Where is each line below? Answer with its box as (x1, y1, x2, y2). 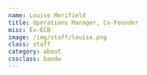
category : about (8, 48, 61, 55)
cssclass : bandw (8, 55, 61, 63)
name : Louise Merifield (8, 11, 86, 20)
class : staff (8, 41, 51, 48)
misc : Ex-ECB (8, 26, 51, 34)
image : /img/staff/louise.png (8, 33, 108, 41)
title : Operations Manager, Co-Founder (8, 19, 139, 27)
